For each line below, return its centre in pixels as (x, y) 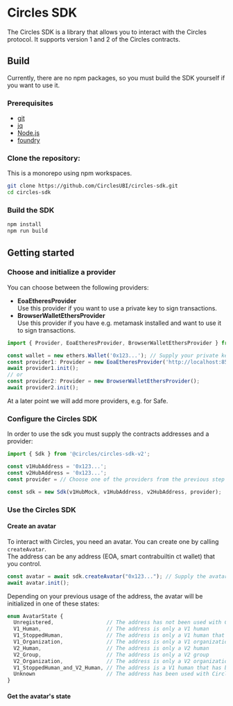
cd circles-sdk (29, 193)
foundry (28, 141)
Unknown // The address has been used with (111, 674)
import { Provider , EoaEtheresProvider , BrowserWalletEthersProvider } (113, 343)
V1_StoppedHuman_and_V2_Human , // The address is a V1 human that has (118, 668)
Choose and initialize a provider (62, 272)
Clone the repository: (44, 158)
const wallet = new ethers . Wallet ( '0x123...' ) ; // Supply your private (113, 355)
